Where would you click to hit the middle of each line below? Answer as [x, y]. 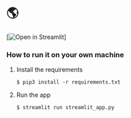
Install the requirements [49, 70]
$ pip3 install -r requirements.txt [68, 82]
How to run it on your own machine [65, 54]
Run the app [33, 95]
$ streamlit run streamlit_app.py [65, 108]
